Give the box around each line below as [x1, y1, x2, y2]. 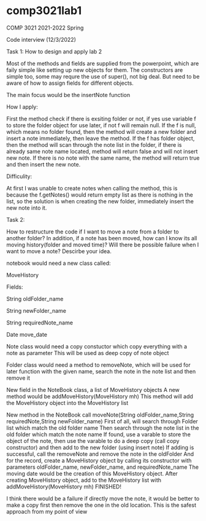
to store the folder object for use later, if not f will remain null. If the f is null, [6, 121, 196, 129]
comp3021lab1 [6, 4, 82, 18]
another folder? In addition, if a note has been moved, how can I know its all [6, 234, 197, 241]
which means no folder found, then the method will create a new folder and [6, 128, 196, 135]
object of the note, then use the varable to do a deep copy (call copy [6, 437, 180, 444]
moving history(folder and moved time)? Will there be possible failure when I [6, 241, 199, 248]
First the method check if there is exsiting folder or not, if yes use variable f [6, 115, 196, 122]
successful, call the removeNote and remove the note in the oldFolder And [6, 450, 194, 458]
